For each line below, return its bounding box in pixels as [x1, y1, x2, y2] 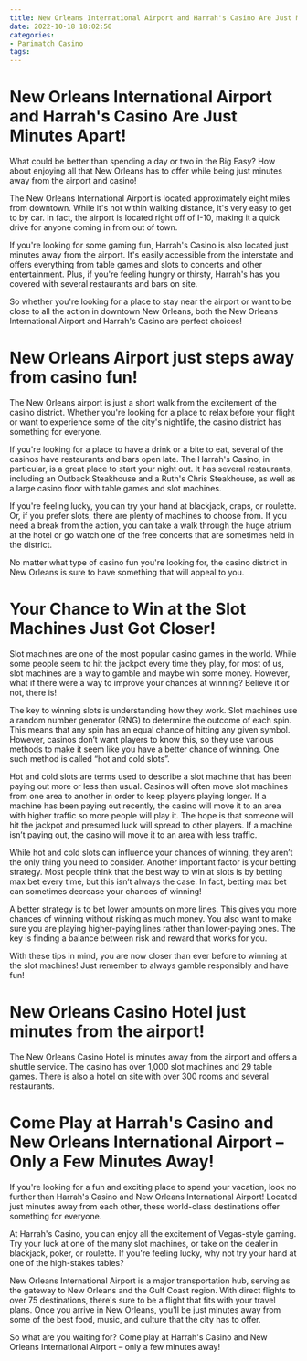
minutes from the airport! [9, 1021, 206, 1042]
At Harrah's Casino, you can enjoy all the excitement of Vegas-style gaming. [9, 1228, 297, 1239]
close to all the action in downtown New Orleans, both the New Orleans [9, 306, 279, 317]
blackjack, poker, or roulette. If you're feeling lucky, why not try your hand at [9, 1248, 297, 1259]
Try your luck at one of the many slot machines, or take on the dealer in [9, 1238, 279, 1249]
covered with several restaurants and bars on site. [9, 279, 198, 290]
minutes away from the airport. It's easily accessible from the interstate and [9, 249, 294, 260]
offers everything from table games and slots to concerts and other [9, 259, 263, 270]
